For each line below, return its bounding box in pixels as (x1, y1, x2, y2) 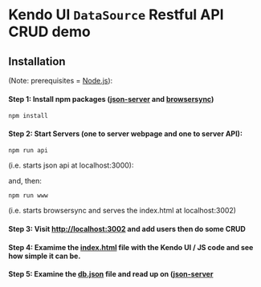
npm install (8, 112, 48, 120)
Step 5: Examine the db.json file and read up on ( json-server (8, 269, 214, 279)
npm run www (8, 192, 48, 200)
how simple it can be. (8, 251, 81, 261)
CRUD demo (8, 22, 91, 41)
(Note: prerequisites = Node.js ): (8, 76, 113, 85)
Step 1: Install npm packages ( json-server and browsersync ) (8, 94, 214, 103)
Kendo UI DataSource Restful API (8, 6, 224, 24)
